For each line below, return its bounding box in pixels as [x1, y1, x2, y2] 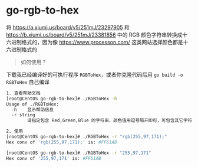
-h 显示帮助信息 [11, 107, 54, 113]
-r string [11, 112, 35, 118]
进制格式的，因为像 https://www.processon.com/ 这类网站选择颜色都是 [11, 38, 184, 45]
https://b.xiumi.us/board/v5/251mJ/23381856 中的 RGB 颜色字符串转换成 [6, 31, 183, 38]
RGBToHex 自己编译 [6, 78, 50, 86]
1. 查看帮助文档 [6, 90, 41, 96]
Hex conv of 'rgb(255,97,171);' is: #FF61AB [6, 139, 117, 145]
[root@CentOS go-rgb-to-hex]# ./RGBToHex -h [6, 96, 117, 101]
